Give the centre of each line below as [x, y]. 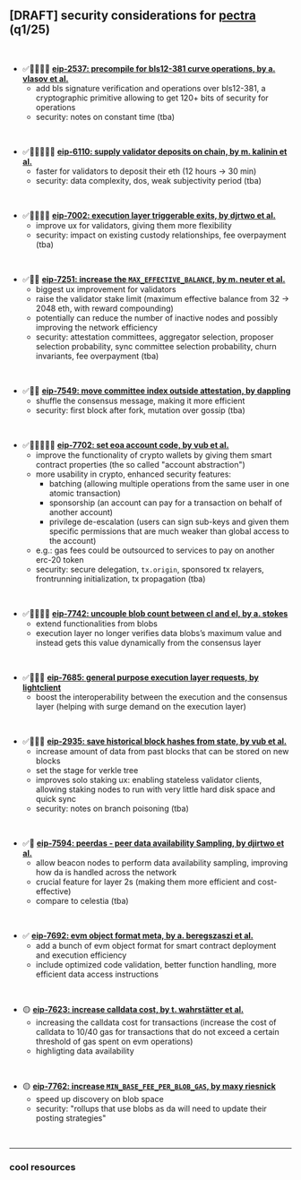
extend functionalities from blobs [97, 624]
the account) [73, 540]
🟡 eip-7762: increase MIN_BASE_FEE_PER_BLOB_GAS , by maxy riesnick [149, 1086]
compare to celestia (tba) [82, 900]
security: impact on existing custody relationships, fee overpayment [161, 235]
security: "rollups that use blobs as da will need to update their [151, 1108]
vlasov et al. [45, 78]
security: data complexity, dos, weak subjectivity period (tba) [149, 180]
